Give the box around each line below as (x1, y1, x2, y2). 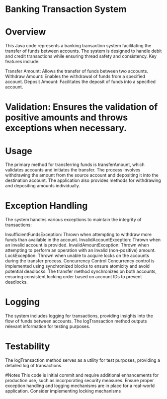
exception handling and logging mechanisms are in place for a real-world (5, 383, 155, 389)
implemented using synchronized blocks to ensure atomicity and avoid (5, 263, 150, 269)
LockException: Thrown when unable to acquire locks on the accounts (5, 252, 149, 259)
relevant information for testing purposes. (5, 323, 90, 329)
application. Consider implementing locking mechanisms (5, 388, 121, 394)
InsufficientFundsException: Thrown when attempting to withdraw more (5, 232, 152, 238)
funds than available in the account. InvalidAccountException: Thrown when (5, 237, 161, 243)
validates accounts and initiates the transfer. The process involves (5, 167, 141, 173)
